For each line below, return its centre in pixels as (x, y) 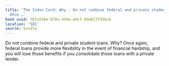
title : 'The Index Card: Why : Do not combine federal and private (77, 10)
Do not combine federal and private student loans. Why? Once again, (77, 43)
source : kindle (21, 29)
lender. (12, 59)
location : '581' (22, 24)
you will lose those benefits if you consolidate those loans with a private (80, 54)
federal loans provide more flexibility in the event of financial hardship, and (82, 48)
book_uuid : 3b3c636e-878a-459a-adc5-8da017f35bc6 (58, 19)
